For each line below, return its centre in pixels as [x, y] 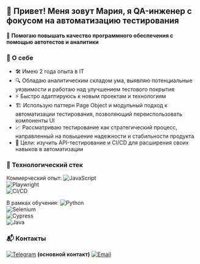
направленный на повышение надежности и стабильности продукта [105, 136]
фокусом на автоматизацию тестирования [93, 21]
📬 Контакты [26, 238]
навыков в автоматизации [49, 149]
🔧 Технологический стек [45, 165]
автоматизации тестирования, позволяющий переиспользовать [99, 114]
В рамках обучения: [33, 203]
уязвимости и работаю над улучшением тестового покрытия [95, 90]
